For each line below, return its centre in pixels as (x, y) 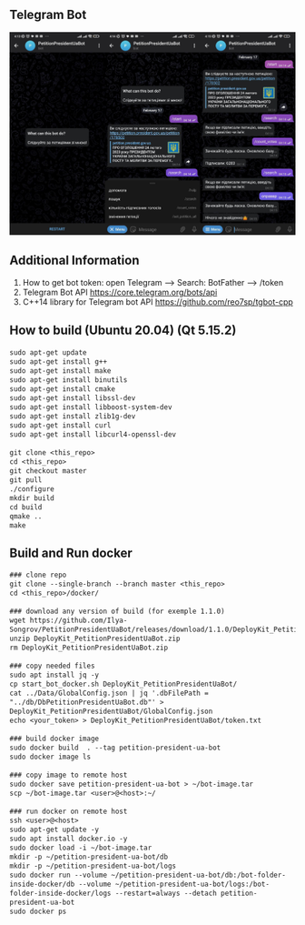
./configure (32, 489)
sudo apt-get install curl (60, 425)
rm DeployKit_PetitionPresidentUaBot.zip (89, 648)
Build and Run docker (71, 553)
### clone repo (38, 575)
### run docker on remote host (69, 812)
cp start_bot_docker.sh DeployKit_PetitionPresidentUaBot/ (123, 684)
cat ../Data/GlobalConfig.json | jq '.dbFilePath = (109, 694)
